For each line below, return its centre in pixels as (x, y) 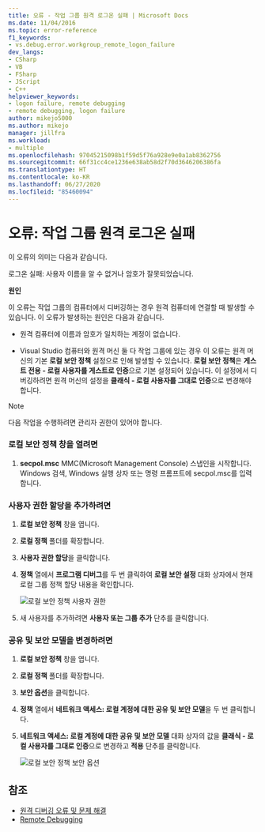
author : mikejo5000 (40, 119)
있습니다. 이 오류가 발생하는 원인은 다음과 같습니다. (86, 317)
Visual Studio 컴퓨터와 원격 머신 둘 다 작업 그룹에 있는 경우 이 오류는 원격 (132, 350)
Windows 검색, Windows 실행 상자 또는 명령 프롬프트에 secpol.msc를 (129, 473)
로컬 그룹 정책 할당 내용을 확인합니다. (77, 585)
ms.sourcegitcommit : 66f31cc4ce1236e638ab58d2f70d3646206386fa (115, 163)
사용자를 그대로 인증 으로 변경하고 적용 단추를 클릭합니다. (114, 746)
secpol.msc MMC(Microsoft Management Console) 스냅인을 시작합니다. (135, 463)
